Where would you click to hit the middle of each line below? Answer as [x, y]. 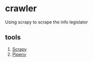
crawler [21, 9]
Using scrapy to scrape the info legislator [46, 22]
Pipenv [19, 54]
